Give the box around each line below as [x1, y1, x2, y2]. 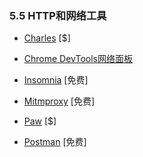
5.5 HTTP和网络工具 [9, 8, 107, 22]
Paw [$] [23, 115, 57, 127]
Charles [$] [23, 32, 71, 44]
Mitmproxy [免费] [23, 95, 96, 107]
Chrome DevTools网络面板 [23, 53, 133, 65]
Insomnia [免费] [23, 74, 89, 86]
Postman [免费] [23, 136, 87, 148]
